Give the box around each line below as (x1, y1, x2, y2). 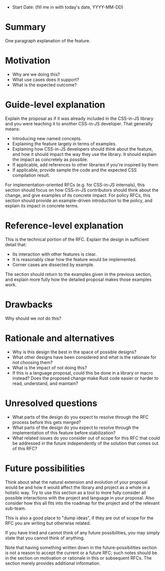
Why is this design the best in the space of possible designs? (12, 349, 136, 355)
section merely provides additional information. (5, 560, 101, 566)
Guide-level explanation (5, 99, 105, 111)
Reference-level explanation (5, 220, 124, 231)
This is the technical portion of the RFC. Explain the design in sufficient (5, 236, 149, 242)
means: (5, 126, 21, 132)
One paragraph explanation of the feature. (5, 38, 91, 43)
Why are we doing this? (12, 71, 60, 77)
